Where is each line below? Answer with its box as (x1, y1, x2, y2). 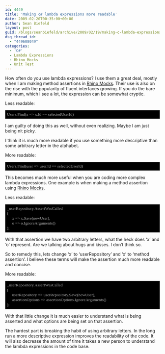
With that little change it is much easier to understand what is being (5, 313, 141, 319)
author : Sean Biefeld (5, 21, 50, 26)
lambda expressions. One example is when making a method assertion (5, 180, 148, 186)
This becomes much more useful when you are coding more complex (5, 175, 146, 180)
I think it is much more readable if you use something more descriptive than (5, 138, 158, 144)
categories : (5, 44, 29, 49)
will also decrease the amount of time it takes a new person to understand (5, 338, 155, 344)
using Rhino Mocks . (5, 185, 45, 191)
